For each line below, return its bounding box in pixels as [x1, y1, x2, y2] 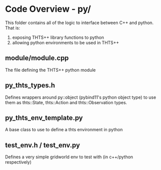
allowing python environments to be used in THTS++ [12, 39, 119, 45]
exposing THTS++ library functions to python [12, 34, 104, 40]
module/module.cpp [5, 54, 69, 62]
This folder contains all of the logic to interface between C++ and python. [5, 20, 154, 26]
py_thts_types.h [5, 81, 55, 89]
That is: [5, 25, 21, 30]
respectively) [5, 159, 32, 165]
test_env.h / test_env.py [5, 141, 80, 149]
